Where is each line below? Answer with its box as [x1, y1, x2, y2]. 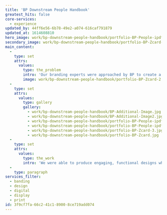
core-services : [5, 16, 37, 21]
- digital [9, 188, 30, 193]
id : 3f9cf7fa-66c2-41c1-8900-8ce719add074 [5, 202, 94, 207]
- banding [9, 179, 30, 184]
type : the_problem [23, 68, 61, 73]
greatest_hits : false [5, 12, 50, 17]
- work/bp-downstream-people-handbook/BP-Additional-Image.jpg [27, 109, 162, 115]
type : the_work [23, 156, 55, 161]
